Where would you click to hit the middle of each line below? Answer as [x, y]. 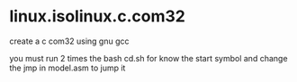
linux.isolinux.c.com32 [98, 16]
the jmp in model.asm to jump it [67, 68]
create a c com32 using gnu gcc [69, 41]
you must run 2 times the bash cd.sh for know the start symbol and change [148, 58]
